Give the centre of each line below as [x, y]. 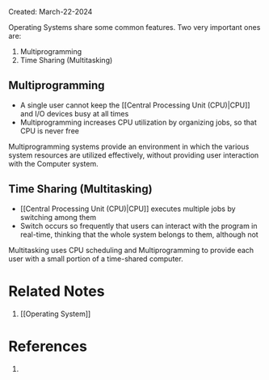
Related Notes [57, 291]
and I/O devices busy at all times [74, 113]
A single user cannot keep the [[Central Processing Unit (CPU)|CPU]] [135, 105]
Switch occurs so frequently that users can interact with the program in [139, 226]
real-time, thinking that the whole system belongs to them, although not [139, 234]
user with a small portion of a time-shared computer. [96, 259]
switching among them [58, 217]
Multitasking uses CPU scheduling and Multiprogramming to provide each [131, 250]
